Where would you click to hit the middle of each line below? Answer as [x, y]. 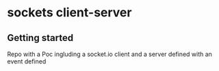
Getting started [40, 38]
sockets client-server [69, 13]
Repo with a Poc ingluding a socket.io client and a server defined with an [109, 54]
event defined [27, 61]
